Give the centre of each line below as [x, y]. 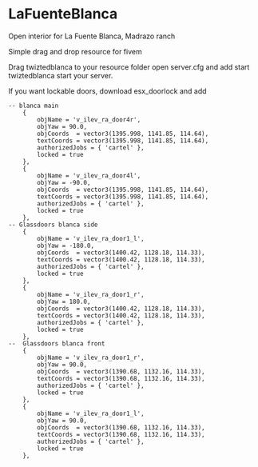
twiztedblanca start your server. [61, 75]
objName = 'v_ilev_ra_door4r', [89, 120]
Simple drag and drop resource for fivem [75, 51]
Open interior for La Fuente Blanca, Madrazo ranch [92, 36]
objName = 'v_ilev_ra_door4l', [89, 176]
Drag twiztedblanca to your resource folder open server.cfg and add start [129, 67]
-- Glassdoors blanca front [57, 343]
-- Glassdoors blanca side [53, 225]
